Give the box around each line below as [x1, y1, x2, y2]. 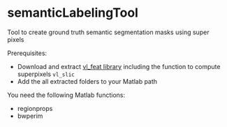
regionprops [17, 104, 53, 112]
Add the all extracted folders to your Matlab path [17, 77, 158, 85]
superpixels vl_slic [17, 70, 75, 78]
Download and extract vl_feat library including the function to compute [17, 62, 221, 70]
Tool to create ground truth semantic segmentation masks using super [7, 28, 210, 36]
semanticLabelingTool [7, 5, 138, 21]
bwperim [17, 112, 43, 120]
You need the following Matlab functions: [7, 91, 126, 99]
